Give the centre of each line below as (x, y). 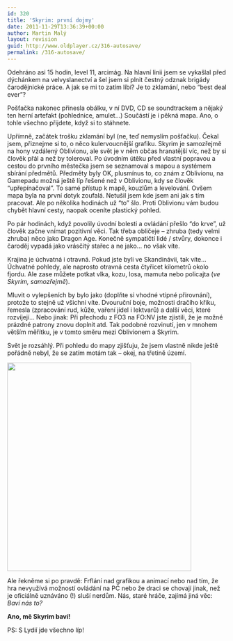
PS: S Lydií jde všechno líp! (46, 630)
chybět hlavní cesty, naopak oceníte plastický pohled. (84, 210)
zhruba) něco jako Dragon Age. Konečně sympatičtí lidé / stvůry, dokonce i (115, 238)
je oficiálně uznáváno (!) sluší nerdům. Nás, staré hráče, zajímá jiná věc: (110, 595)
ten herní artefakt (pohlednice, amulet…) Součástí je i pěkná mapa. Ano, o (113, 115)
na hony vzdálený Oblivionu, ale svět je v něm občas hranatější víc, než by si (117, 151)
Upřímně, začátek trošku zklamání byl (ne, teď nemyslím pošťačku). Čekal (113, 136)
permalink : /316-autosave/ (46, 53)
